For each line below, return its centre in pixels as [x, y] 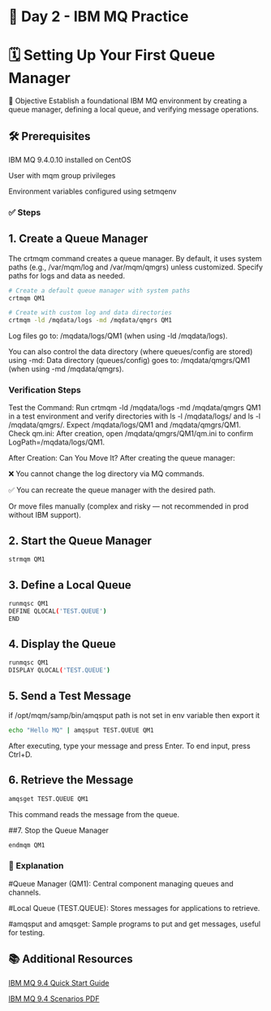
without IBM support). [45, 515]
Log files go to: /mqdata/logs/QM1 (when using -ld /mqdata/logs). [118, 336]
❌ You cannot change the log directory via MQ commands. [107, 474]
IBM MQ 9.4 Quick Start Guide [59, 983]
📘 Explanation [36, 866]
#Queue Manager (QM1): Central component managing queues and [121, 883]
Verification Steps [45, 390]
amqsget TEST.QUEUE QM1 [49, 799]
